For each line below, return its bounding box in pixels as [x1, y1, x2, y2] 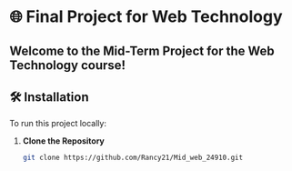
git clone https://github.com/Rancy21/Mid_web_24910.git [22, 153, 244, 163]
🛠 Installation [9, 89, 89, 105]
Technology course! [9, 57, 126, 73]
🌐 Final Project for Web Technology [9, 6, 283, 27]
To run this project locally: [9, 118, 107, 129]
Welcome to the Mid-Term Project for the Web [9, 43, 275, 58]
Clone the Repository [22, 136, 105, 146]
